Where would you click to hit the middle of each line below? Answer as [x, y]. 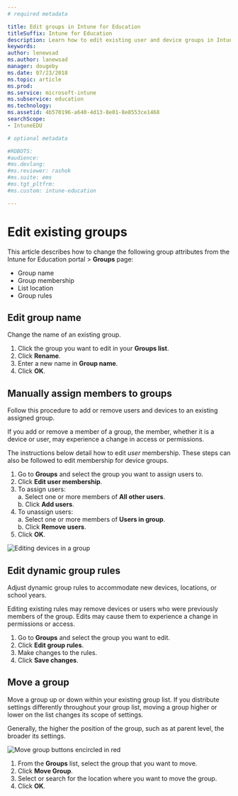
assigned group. [31, 418]
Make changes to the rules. [57, 652]
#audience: [23, 158]
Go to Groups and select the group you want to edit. [93, 638]
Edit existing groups [67, 232]
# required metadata [38, 14]
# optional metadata [38, 138]
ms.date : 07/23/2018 [38, 73]
